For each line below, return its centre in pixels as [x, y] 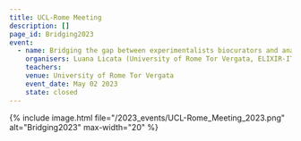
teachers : [44, 68]
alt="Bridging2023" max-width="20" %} [84, 127]
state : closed [52, 92]
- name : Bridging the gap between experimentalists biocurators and [148, 51]
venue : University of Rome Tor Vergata [100, 76]
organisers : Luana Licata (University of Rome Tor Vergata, [140, 59]
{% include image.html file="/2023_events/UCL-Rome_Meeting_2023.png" [147, 118]
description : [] [39, 26]
